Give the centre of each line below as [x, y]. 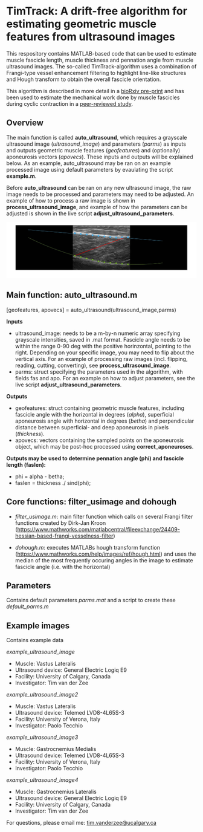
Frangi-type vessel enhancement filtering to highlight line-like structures [96, 73]
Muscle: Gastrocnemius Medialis [56, 749]
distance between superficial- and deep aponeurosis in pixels [92, 427]
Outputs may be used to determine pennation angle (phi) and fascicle [95, 458]
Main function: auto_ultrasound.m [72, 295]
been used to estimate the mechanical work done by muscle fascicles [93, 97]
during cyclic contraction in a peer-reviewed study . [70, 103]
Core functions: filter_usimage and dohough [92, 502]
